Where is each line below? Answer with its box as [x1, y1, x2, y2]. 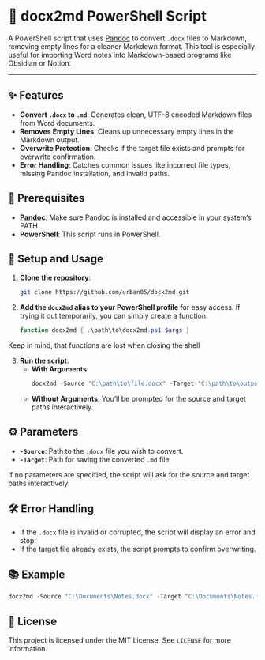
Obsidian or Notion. [8, 58, 72, 68]
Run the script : [19, 356, 69, 366]
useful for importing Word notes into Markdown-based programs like [8, 50, 232, 59]
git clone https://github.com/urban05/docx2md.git [19, 289, 190, 296]
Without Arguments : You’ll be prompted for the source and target [31, 394, 246, 403]
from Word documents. [19, 118, 95, 127]
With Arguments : [31, 364, 89, 374]
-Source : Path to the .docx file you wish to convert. [19, 446, 184, 455]
